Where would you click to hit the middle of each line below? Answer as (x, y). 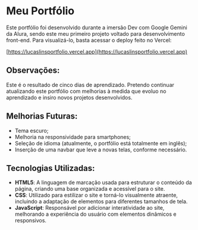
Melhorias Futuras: (42, 116)
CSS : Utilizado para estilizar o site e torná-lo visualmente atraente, (96, 195)
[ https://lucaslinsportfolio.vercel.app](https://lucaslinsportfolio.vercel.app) (97, 51)
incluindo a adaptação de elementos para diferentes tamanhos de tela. (101, 201)
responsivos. (30, 220)
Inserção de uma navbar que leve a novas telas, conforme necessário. (101, 150)
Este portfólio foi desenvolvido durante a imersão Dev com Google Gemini (97, 27)
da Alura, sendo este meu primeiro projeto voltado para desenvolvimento (96, 33)
